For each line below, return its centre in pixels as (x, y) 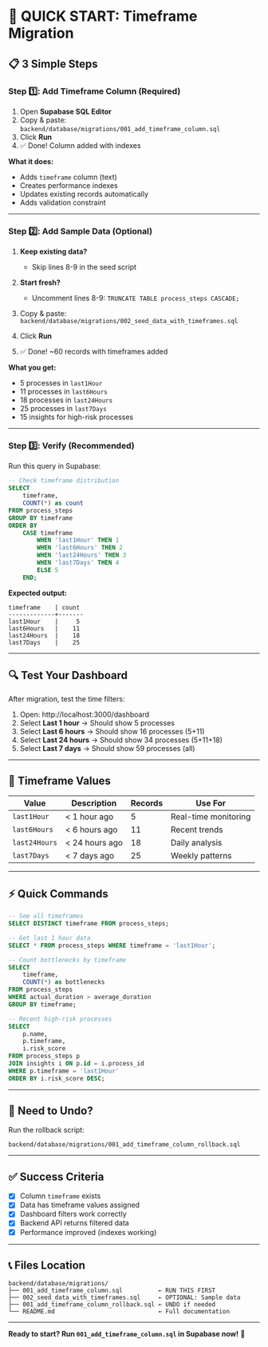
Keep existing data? (53, 252)
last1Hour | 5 (44, 622)
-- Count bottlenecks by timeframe (67, 960)
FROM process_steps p (44, 1056)
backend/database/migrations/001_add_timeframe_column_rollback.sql (124, 1145)
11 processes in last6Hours (63, 392)
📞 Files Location (47, 1265)
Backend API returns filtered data (74, 1223)
